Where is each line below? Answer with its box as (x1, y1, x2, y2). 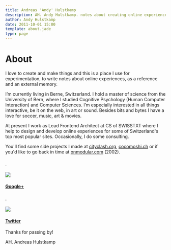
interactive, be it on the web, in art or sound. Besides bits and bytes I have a (5, 107, 164, 113)
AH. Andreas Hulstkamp (5, 239, 56, 245)
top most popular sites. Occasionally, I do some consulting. (5, 133, 129, 140)
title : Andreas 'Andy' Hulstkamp (5, 7, 76, 13)
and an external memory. (5, 81, 58, 87)
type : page (5, 31, 28, 36)
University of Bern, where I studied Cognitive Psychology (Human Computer (5, 96, 165, 102)
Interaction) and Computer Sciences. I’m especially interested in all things (5, 102, 160, 108)
